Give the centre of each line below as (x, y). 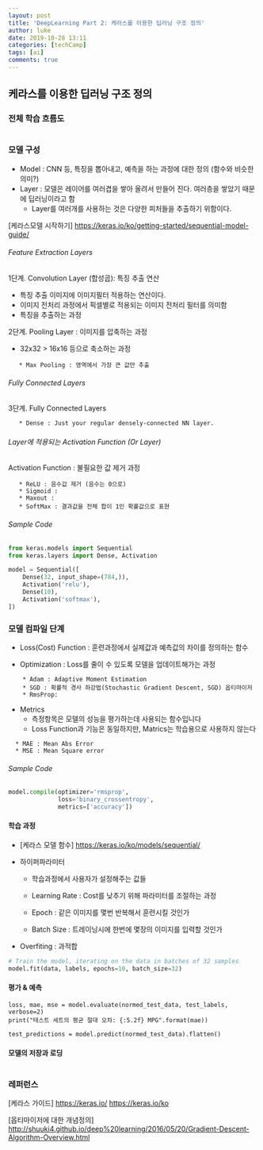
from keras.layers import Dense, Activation (83, 556)
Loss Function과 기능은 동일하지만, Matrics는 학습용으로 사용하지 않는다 (143, 728)
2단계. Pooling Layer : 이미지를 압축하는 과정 (78, 332)
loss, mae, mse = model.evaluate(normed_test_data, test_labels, (118, 1005)
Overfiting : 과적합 (48, 946)
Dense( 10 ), (40, 592)
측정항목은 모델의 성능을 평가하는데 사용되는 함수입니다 (116, 719)
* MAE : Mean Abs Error (54, 743)
